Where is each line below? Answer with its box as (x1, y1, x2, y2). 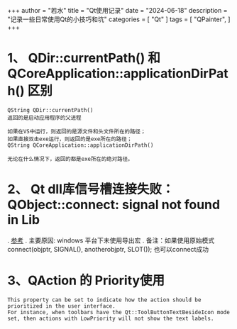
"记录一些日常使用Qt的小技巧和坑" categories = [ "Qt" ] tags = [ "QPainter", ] (7, 15, 231, 23)
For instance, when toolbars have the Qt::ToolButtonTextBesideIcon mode (7, 308, 231, 316)
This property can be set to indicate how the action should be (7, 296, 202, 303)
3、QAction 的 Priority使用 (7, 272, 165, 289)
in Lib (7, 212, 40, 228)
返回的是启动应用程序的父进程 (7, 114, 82, 121)
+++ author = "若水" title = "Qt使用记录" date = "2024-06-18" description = (7, 6, 228, 14)
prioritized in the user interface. (7, 302, 116, 310)
